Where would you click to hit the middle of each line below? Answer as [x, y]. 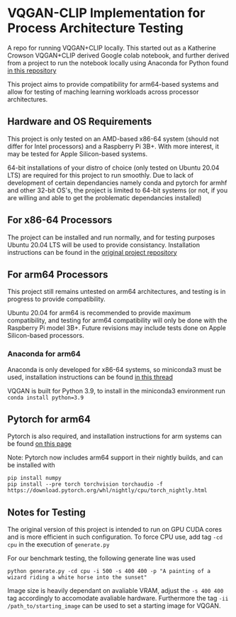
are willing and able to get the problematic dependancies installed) [105, 197]
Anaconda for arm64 [44, 354]
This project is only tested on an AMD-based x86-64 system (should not [113, 138]
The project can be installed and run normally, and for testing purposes [111, 237]
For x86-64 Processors [60, 220]
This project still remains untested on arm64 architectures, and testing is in [117, 292]
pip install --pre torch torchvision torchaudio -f [85, 484]
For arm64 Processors [58, 274]
